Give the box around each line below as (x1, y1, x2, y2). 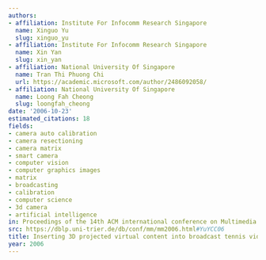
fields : (8, 122, 34, 130)
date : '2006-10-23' (8, 108, 73, 116)
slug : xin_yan (15, 56, 62, 64)
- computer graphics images (8, 166, 101, 174)
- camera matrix (8, 144, 62, 152)
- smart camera (8, 151, 59, 159)
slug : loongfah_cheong (15, 100, 90, 108)
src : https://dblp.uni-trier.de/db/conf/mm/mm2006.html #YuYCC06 (8, 225, 225, 234)
